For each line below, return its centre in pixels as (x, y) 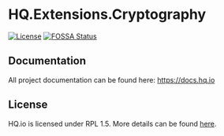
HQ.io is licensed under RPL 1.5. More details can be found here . (112, 123)
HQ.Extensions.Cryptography (107, 15)
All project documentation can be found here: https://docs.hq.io (112, 79)
